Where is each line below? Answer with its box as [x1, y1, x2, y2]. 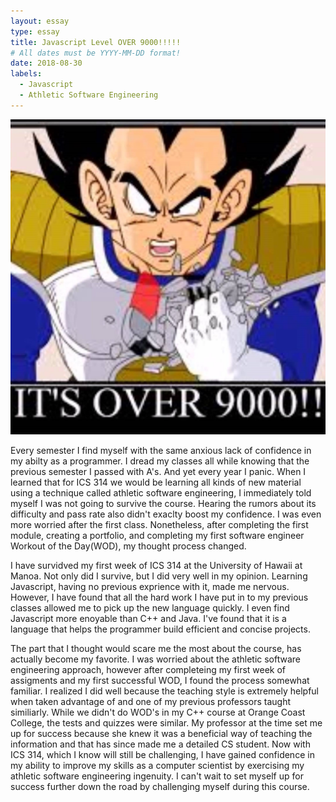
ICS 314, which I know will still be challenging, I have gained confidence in [10, 749, 315, 761]
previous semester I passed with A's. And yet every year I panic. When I [10, 466, 307, 478]
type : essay [10, 26, 60, 37]
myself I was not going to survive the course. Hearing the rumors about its [10, 498, 317, 510]
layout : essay [10, 16, 70, 26]
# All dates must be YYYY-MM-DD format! [10, 48, 182, 58]
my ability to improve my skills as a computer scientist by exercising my [10, 760, 305, 772]
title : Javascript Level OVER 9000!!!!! [10, 37, 182, 47]
